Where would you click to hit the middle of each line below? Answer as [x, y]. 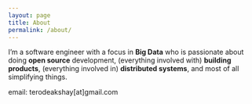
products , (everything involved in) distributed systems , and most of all [124, 69]
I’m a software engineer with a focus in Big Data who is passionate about [126, 52]
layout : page [29, 15]
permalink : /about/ [40, 30]
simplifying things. [38, 77]
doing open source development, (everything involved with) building [120, 60]
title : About [29, 23]
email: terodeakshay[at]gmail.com [63, 92]
